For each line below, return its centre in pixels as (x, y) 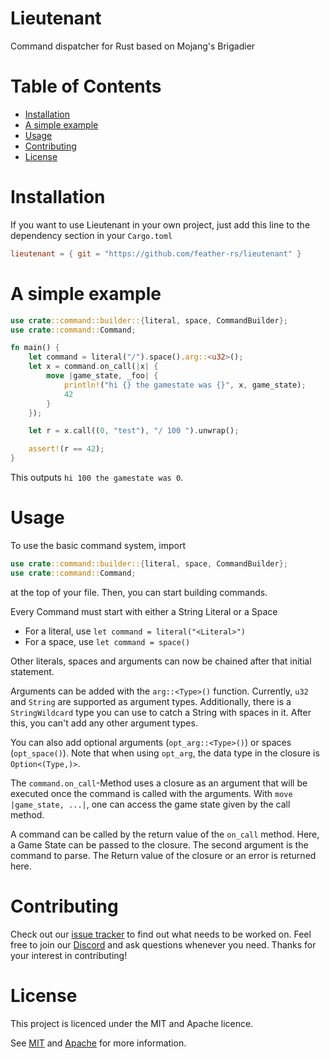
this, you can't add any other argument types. (104, 723)
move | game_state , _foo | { (102, 376)
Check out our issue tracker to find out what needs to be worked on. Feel (161, 934)
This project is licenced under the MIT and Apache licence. (132, 1023)
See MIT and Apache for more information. (98, 1043)
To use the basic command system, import (98, 545)
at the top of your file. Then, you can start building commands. (139, 592)
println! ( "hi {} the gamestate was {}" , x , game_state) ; (185, 385)
